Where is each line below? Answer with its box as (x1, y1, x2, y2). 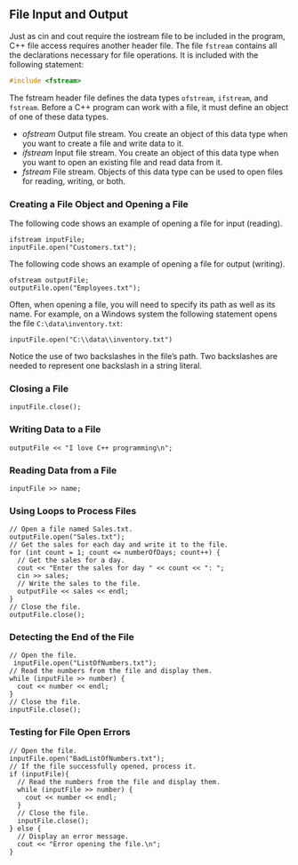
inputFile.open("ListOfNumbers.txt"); (12, 659, 157, 668)
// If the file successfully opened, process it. (9, 762, 197, 771)
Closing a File (9, 382, 69, 395)
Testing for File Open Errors (9, 726, 131, 739)
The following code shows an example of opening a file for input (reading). (9, 218, 283, 228)
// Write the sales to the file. (17, 580, 141, 589)
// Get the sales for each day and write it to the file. (9, 541, 229, 549)
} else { (9, 824, 42, 833)
